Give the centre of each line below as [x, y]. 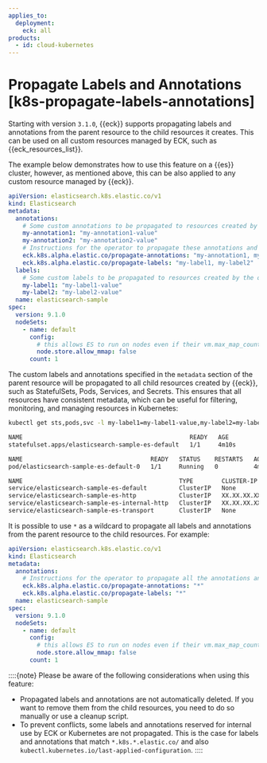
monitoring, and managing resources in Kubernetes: [93, 408]
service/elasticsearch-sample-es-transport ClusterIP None [122, 511]
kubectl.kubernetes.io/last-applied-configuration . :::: [111, 749]
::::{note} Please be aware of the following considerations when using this [129, 675]
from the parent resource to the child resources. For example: [109, 534]
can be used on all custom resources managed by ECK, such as [112, 141]
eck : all [37, 30]
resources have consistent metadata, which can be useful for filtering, [123, 400]
